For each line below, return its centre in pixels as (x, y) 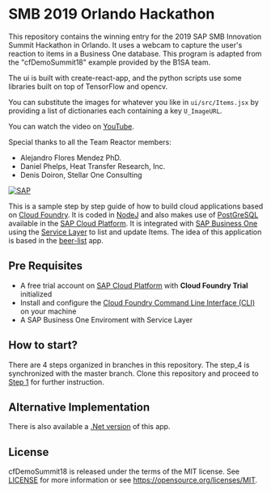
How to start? (43, 346)
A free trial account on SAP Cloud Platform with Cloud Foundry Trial (134, 285)
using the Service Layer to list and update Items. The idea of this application (135, 232)
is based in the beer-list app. (56, 240)
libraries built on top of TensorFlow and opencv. (88, 86)
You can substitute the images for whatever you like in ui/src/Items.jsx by (133, 102)
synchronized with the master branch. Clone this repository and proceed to (133, 373)
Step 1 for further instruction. (57, 381)
